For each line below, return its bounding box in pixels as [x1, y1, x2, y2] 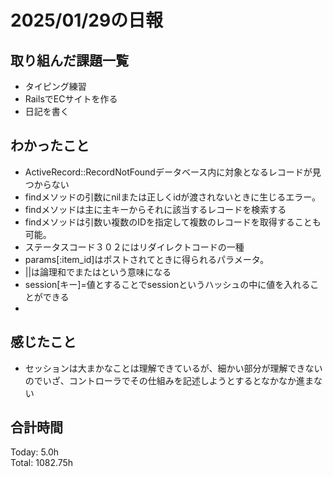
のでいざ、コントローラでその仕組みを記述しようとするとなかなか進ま [24, 374, 314, 386]
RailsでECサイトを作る [24, 93, 118, 105]
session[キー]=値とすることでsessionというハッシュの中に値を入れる [24, 278, 311, 290]
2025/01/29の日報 [10, 9, 164, 32]
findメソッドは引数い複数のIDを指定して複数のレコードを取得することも [24, 216, 322, 228]
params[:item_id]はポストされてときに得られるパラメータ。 [24, 253, 270, 265]
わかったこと [10, 137, 90, 155]
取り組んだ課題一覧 [10, 52, 129, 69]
